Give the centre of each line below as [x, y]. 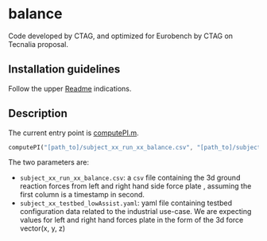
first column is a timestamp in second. [82, 195]
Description [38, 113]
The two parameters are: [49, 162]
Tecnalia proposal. [39, 44]
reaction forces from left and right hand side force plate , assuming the [135, 186]
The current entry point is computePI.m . [74, 133]
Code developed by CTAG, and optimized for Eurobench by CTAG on [120, 36]
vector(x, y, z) [43, 228]
